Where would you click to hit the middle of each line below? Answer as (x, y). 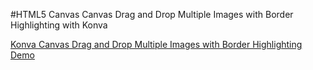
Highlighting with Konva (59, 25)
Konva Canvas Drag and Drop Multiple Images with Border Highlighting (156, 44)
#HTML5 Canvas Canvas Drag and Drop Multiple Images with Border (152, 14)
